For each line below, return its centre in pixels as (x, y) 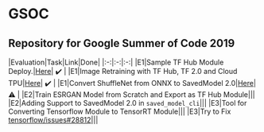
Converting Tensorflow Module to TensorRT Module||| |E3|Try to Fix (120, 111)
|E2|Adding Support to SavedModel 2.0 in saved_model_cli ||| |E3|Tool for (128, 103)
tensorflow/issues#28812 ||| (53, 120)
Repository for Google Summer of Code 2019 (122, 43)
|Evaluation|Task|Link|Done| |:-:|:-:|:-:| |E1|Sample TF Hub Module (116, 62)
